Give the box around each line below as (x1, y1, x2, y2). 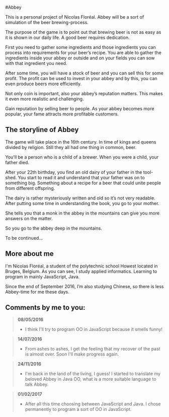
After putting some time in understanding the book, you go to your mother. (5, 200, 159, 206)
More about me (5, 249, 54, 258)
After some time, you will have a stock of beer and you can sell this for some (5, 70, 163, 76)
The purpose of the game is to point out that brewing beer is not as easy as (5, 29, 161, 35)
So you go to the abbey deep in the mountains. (5, 225, 102, 231)
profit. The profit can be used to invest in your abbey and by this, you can (5, 76, 157, 81)
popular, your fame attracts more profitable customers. (5, 111, 119, 117)
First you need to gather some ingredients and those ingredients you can (5, 44, 156, 50)
